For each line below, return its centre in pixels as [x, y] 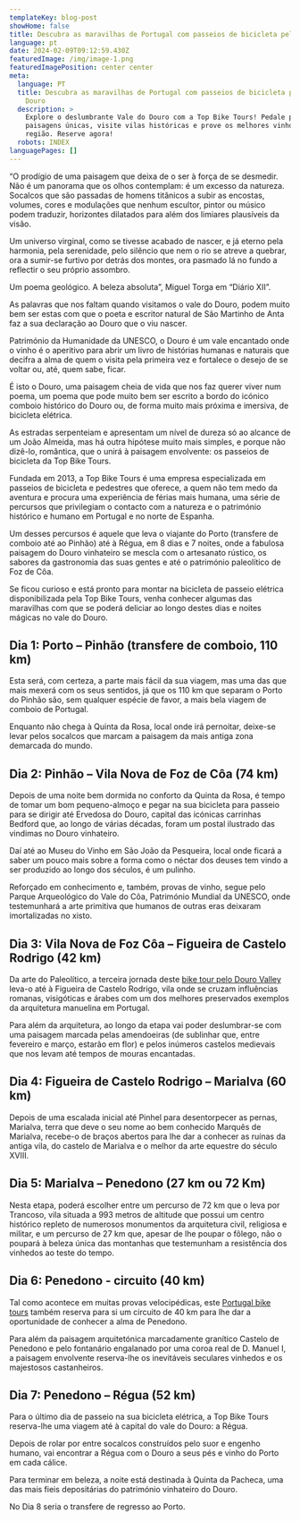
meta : [19, 76]
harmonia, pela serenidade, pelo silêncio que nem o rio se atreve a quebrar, [148, 251]
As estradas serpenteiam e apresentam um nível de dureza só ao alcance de [150, 432]
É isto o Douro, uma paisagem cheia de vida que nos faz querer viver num [145, 387]
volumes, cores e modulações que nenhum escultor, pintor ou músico [137, 204]
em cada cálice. [38, 1463]
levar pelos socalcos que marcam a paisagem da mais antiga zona [131, 736]
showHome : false [39, 26]
